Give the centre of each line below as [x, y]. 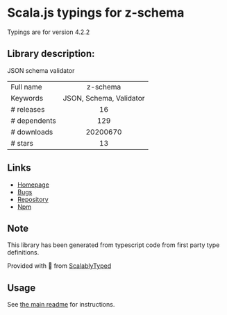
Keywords [27, 98]
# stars [22, 143]
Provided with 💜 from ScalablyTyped [59, 266]
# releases [28, 109]
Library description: [51, 54]
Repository [33, 199]
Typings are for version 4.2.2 [49, 32]
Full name [27, 87]
